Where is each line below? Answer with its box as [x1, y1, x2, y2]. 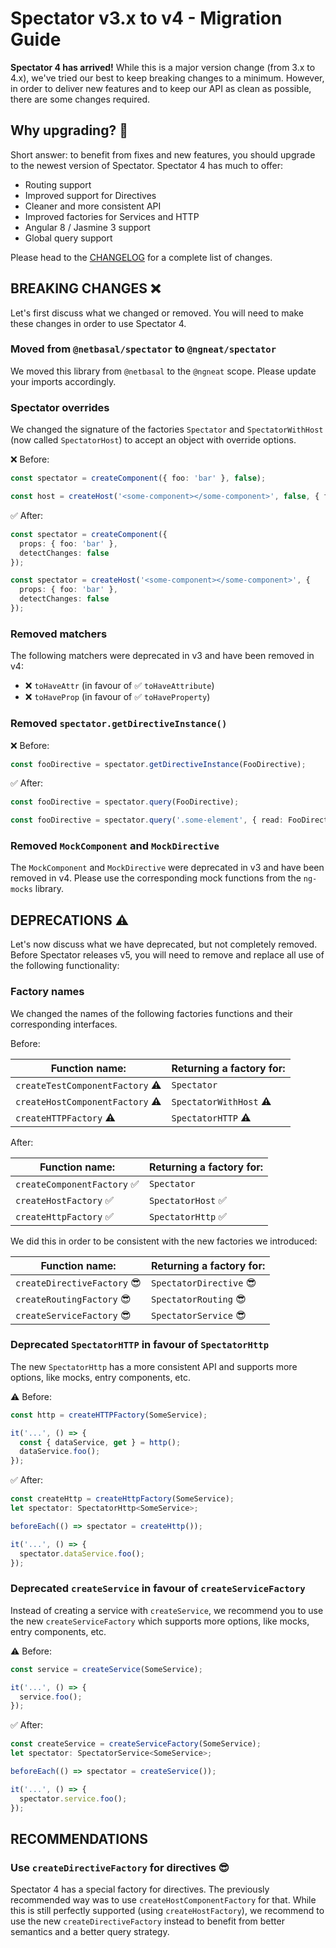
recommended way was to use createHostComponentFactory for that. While [10, 1894, 317, 1906]
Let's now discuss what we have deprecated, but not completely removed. [10, 938, 318, 951]
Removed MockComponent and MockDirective [10, 839, 220, 853]
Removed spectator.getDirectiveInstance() [10, 717, 228, 731]
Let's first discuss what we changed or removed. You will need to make [10, 307, 304, 319]
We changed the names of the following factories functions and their [10, 1007, 293, 1019]
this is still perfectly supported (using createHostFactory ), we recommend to [10, 1905, 325, 1917]
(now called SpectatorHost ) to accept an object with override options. [10, 434, 297, 446]
